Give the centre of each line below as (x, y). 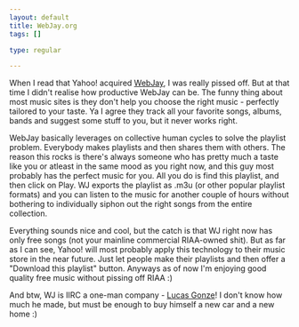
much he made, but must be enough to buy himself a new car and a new (142, 305)
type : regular (36, 50)
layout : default (39, 17)
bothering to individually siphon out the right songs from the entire (131, 204)
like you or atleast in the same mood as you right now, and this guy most (141, 166)
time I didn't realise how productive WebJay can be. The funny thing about (146, 92)
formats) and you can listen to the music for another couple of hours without (149, 195)
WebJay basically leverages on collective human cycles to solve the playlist (148, 138)
